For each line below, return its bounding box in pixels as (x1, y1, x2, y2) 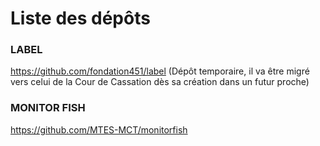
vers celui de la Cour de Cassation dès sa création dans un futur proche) (10, 76, 310, 88)
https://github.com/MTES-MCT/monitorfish (10, 123, 188, 136)
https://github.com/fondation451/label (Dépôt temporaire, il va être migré (10, 65, 310, 77)
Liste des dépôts (10, 7, 151, 30)
